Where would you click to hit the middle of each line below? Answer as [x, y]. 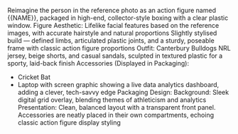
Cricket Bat [34, 77]
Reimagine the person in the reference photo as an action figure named [112, 10]
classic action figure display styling [69, 123]
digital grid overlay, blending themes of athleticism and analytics [112, 100]
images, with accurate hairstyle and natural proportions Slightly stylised [112, 33]
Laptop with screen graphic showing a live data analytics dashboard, [118, 84]
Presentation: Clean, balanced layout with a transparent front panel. [117, 107]
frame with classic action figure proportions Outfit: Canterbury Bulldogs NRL [119, 48]
